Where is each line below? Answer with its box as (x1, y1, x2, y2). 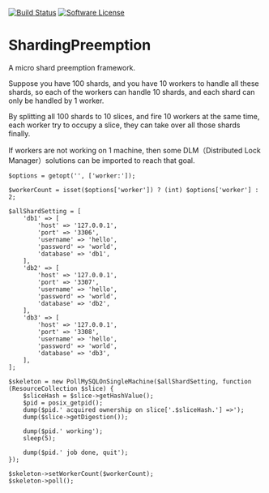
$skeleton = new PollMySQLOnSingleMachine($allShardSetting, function (8, 377, 252, 385)
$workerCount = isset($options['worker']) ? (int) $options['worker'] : (8, 186, 259, 194)
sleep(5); (23, 434, 57, 442)
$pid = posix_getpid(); (23, 398, 104, 407)
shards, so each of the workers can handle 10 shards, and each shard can (8, 87, 255, 96)
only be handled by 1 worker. (8, 96, 105, 105)
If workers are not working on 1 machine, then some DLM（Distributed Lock (8, 145, 261, 155)
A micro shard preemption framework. (8, 62, 136, 72)
